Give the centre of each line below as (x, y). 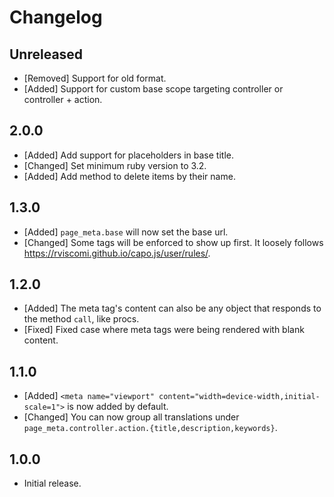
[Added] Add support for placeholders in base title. (128, 155)
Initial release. (52, 483)
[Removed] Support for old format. (95, 78)
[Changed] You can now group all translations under (131, 417)
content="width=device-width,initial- (239, 397)
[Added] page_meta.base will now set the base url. (126, 232)
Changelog (56, 17)
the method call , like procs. (81, 319)
